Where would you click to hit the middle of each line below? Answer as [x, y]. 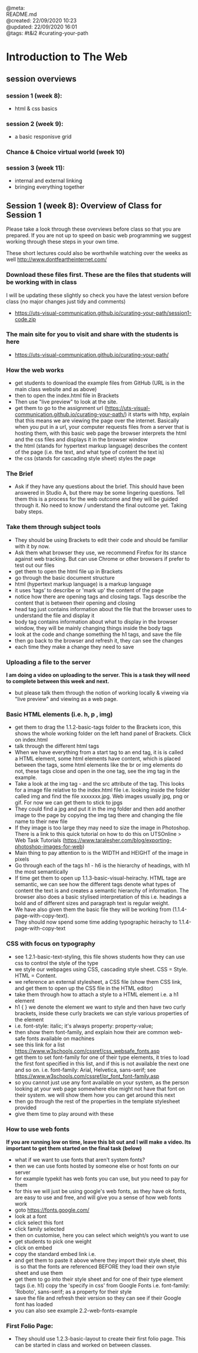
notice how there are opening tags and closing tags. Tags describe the [100, 596]
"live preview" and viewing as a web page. [66, 699]
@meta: [16, 8]
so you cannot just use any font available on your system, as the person [102, 1082]
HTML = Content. [36, 976]
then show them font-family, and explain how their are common [92, 1032]
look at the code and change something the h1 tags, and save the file [98, 634]
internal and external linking [48, 181]
